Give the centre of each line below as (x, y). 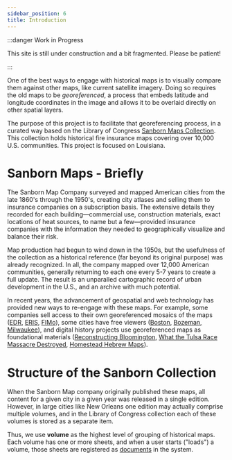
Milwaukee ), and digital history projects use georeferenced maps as (104, 330)
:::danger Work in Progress (45, 40)
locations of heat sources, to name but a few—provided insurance (101, 222)
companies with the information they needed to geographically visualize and (116, 229)
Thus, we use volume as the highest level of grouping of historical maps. (111, 435)
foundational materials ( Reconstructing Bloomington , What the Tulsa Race (113, 337)
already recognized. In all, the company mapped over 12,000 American (108, 265)
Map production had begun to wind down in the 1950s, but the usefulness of (116, 250)
